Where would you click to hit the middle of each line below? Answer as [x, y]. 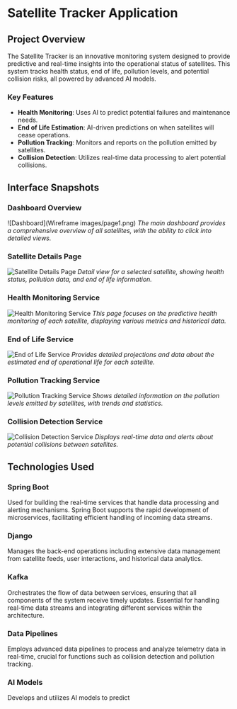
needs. [28, 120]
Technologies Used [51, 466]
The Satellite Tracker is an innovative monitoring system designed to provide [119, 56]
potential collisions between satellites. [63, 445]
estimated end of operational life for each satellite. [81, 362]
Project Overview [46, 39]
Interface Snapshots [53, 187]
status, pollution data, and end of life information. [80, 279]
